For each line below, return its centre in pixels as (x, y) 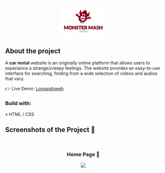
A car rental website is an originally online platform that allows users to (78, 63)
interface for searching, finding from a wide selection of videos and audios (81, 73)
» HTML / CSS (20, 114)
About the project (33, 51)
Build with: (18, 104)
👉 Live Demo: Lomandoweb (34, 89)
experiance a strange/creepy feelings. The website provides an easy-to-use (82, 68)
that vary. (15, 79)
